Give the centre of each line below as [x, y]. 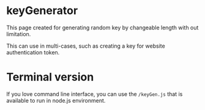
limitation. [19, 34]
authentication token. [33, 52]
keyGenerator [42, 11]
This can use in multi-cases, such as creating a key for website [86, 46]
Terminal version [50, 77]
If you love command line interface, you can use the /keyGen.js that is [95, 94]
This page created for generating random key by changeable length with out [102, 28]
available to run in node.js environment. [56, 100]
